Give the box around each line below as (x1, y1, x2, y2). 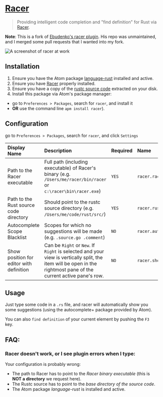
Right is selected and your (44, 248, 104, 255)
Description (44, 147, 72, 154)
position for (7, 254, 34, 261)
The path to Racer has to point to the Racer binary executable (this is (12, 371, 150, 377)
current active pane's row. (44, 272, 104, 279)
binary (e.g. (44, 170, 70, 177)
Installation (5, 62, 40, 71)
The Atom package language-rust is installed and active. (12, 386, 126, 392)
